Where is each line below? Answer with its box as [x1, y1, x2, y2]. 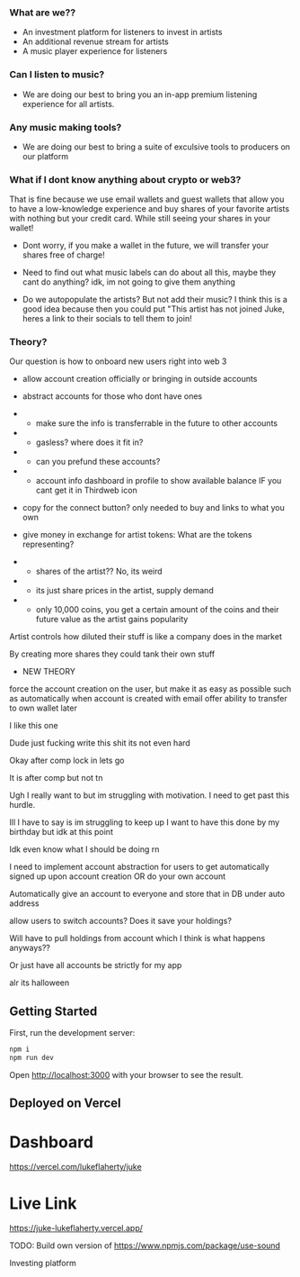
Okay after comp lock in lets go [9, 755, 125, 766]
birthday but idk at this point [9, 827, 114, 838]
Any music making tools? [9, 121, 122, 133]
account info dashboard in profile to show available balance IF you [35, 475, 282, 486]
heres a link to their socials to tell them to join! [22, 313, 192, 324]
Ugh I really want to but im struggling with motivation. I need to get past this [9, 790, 290, 801]
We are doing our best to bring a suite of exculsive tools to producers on [22, 141, 290, 152]
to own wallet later [9, 702, 78, 713]
